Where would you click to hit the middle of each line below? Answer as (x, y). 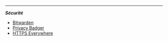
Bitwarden (23, 22)
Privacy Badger (28, 28)
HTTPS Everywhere (33, 33)
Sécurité (14, 13)
